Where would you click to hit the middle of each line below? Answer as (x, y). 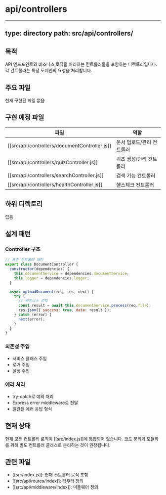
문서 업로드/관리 (134, 142)
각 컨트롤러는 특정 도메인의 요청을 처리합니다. (49, 71)
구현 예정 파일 (25, 117)
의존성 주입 (18, 347)
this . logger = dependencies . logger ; (52, 278)
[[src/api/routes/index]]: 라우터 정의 (48, 481)
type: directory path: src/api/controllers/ (69, 33)
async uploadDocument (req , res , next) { (52, 292)
